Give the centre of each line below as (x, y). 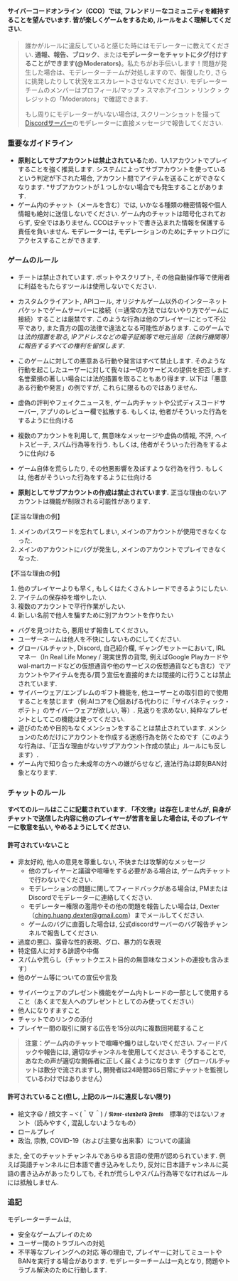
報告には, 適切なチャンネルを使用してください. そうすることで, (135, 1052)
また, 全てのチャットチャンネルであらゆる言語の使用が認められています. (113, 1155)
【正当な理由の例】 (36, 516)
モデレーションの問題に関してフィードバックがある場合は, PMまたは (128, 888)
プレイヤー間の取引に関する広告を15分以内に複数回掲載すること (111, 1028)
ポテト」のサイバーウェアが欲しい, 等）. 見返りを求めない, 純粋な (113, 710)
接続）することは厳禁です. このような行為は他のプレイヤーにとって (116, 319)
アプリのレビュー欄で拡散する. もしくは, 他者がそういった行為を (134, 411)
